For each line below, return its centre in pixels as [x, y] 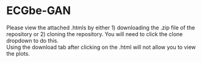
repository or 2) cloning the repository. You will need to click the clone [95, 34]
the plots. [18, 53]
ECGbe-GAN [39, 11]
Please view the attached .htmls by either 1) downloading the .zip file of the [101, 28]
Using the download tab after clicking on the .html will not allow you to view [101, 47]
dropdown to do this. [33, 40]
